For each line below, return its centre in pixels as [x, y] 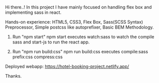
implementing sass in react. [33, 12]
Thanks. [13, 76]
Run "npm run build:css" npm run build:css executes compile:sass [80, 52]
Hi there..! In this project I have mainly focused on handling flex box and [79, 7]
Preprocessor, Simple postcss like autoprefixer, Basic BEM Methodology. [79, 27]
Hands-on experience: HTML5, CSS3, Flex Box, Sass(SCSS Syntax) [74, 22]
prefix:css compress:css [38, 57]
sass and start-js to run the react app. [51, 42]
